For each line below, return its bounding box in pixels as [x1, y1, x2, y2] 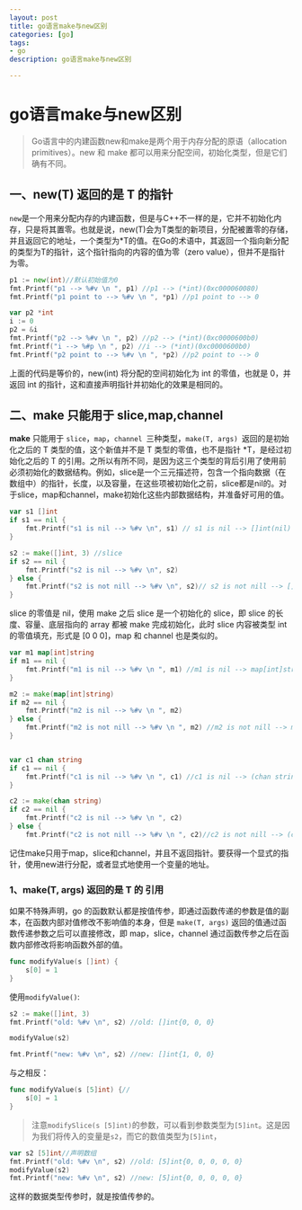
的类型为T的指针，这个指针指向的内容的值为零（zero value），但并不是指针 [9, 246, 286, 257]
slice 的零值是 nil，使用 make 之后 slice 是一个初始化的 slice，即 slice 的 [9, 608, 276, 618]
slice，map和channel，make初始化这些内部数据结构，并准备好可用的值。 [16, 489, 289, 500]
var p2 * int [9, 308, 54, 317]
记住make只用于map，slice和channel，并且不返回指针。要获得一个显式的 [9, 847, 281, 859]
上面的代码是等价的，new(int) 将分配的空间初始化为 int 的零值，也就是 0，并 [9, 368, 291, 378]
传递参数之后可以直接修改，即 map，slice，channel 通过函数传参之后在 [16, 928, 281, 939]
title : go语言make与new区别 [9, 22, 108, 31]
